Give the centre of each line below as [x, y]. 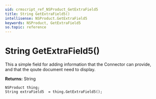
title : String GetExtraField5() [37, 14]
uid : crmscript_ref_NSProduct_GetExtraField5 [51, 9]
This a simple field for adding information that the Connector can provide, [78, 64]
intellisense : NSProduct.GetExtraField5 [46, 18]
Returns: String [21, 79]
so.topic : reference [26, 27]
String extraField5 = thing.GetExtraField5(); [54, 92]
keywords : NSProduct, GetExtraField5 [43, 23]
